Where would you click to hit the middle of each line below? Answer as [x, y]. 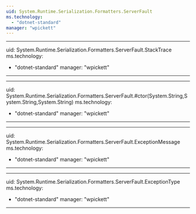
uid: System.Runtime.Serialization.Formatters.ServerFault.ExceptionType [93, 182]
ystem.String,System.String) [40, 102]
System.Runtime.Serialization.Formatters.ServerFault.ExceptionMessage [93, 142]
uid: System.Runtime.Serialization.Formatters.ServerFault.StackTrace [89, 50]
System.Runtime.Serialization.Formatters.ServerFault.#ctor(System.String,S [97, 96]
